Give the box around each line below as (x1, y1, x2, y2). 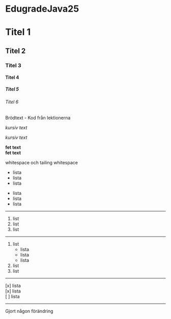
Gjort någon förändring (5, 308, 53, 314)
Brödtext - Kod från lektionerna (5, 114, 71, 121)
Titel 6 (5, 99, 19, 105)
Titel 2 (5, 46, 26, 55)
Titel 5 (5, 86, 19, 92)
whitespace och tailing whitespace (5, 159, 78, 165)
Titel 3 (5, 62, 21, 69)
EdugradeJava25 (5, 3, 79, 15)
